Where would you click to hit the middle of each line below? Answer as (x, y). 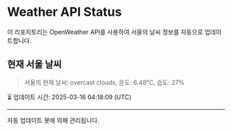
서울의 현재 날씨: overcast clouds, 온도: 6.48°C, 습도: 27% (104, 82)
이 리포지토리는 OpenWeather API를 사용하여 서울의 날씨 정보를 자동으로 (105, 32)
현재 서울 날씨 (35, 64)
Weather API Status (65, 12)
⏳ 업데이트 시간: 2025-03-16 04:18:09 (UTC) (69, 97)
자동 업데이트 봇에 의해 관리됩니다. (53, 120)
